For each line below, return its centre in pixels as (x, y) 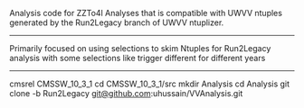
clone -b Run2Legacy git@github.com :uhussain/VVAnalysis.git (126, 93)
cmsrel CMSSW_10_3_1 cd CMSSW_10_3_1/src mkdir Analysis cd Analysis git (150, 84)
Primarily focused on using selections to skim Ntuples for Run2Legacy (140, 48)
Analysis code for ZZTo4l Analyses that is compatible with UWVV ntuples (146, 13)
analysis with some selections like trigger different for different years (138, 58)
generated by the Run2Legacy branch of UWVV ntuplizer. (117, 22)
